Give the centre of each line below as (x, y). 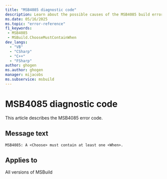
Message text (27, 133)
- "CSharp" (21, 51)
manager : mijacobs (24, 75)
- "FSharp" (21, 61)
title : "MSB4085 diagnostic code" (41, 10)
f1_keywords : (19, 28)
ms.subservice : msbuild (30, 79)
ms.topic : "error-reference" (35, 24)
